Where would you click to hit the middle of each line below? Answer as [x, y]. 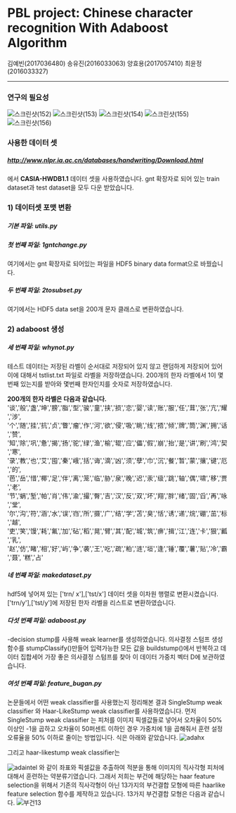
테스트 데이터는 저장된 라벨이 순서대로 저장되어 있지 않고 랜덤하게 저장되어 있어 [115, 366]
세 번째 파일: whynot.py [41, 347]
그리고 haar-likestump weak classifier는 [64, 752]
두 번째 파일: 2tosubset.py [45, 290]
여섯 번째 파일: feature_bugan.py [54, 683]
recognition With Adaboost [88, 28]
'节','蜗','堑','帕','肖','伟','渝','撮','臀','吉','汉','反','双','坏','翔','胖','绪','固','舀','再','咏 [117, 496]
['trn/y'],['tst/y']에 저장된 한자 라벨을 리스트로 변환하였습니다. [92, 603]
